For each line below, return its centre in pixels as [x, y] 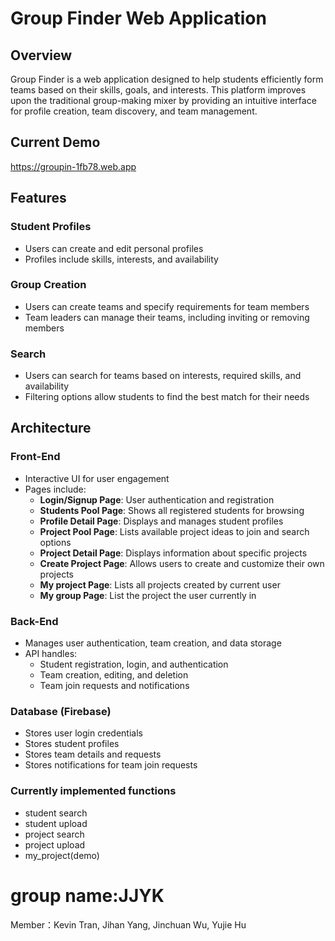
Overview [41, 55]
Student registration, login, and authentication [134, 664]
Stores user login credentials [83, 733]
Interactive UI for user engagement [97, 478]
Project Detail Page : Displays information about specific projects [173, 553]
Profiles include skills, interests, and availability [121, 259]
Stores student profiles [72, 744]
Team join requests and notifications [114, 686]
